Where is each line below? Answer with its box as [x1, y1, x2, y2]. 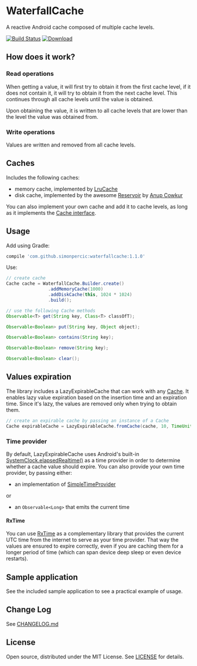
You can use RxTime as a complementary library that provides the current [6, 530, 184, 537]
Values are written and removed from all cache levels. [6, 141, 136, 148]
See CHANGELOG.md [6, 620, 59, 627]
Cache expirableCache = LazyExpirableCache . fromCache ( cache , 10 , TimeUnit [6, 423, 193, 429]
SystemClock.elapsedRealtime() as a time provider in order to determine [6, 457, 181, 464]
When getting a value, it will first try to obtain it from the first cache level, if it [6, 83, 191, 90]
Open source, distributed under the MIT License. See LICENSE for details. [6, 653, 184, 660]
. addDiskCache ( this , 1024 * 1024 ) [47, 292, 133, 298]
